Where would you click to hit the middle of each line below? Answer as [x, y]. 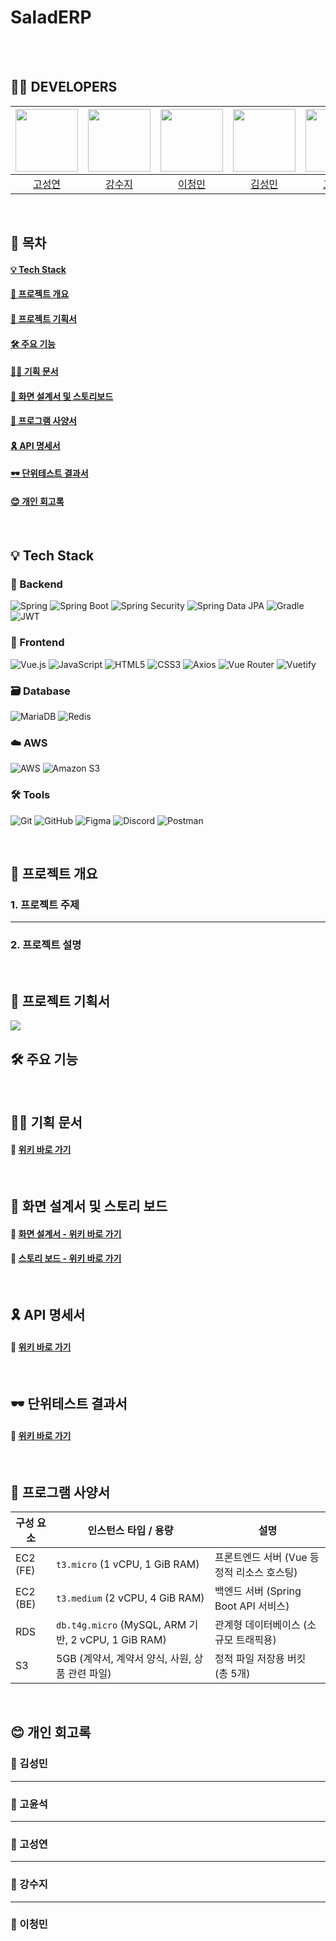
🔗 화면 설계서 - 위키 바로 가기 [66, 1233]
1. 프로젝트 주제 [45, 904]
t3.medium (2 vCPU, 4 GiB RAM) [130, 1598]
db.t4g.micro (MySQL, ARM [121, 1624]
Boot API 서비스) [252, 1606]
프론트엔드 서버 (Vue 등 [267, 1557]
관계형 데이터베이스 [257, 1624]
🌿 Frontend [37, 643]
